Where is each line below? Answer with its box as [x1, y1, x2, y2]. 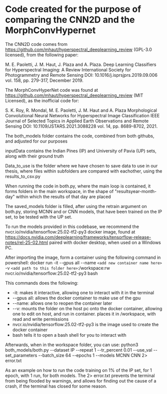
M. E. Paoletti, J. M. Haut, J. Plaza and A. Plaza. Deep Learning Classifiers [5, 61, 157, 67]
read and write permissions [12, 316, 69, 322]
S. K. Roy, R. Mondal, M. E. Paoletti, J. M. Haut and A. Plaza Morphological [5, 107, 157, 113]
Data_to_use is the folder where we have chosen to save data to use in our [5, 163, 158, 169]
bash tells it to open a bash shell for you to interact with [12, 332, 127, 338]
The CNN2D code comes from [5, 41, 68, 47]
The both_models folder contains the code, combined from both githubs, [5, 133, 155, 139]
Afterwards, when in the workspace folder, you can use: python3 [5, 342, 139, 348]
